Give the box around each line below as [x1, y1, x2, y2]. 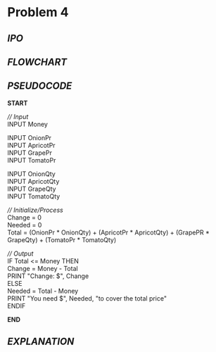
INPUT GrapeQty [7, 184, 56, 193]
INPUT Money [7, 120, 48, 128]
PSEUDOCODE [7, 80, 72, 92]
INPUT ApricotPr [7, 141, 56, 149]
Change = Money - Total [7, 264, 79, 272]
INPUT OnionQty [7, 170, 56, 178]
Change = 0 [7, 213, 42, 222]
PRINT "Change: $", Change [7, 272, 89, 280]
